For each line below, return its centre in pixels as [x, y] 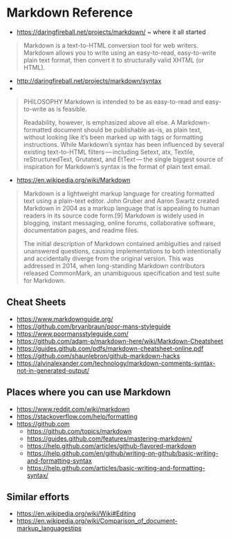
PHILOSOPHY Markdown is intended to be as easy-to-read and [113, 101]
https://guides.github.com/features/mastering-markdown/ [110, 439]
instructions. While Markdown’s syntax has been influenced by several [123, 144]
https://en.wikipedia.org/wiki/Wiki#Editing [76, 513]
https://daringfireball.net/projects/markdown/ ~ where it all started [111, 32]
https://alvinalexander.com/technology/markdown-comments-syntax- [116, 363]
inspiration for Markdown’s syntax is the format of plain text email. [117, 166]
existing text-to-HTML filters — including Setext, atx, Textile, [109, 152]
